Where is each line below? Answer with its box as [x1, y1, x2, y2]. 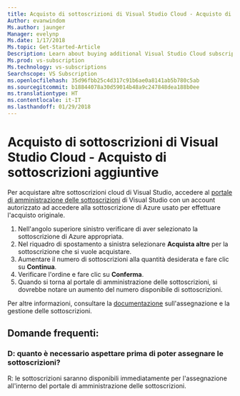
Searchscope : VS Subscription [7, 70, 98, 77]
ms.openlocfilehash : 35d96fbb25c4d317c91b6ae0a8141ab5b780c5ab [7, 76, 200, 84]
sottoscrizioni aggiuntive [7, 165, 159, 181]
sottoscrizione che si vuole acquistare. [17, 247, 132, 255]
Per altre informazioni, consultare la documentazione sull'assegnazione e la [7, 299, 230, 308]
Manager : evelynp [7, 30, 59, 38]
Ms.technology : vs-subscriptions [7, 64, 107, 71]
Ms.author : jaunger [7, 24, 66, 31]
